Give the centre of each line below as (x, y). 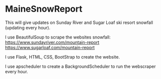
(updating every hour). (28, 27)
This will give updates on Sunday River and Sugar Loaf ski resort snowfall (79, 22)
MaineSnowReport (44, 9)
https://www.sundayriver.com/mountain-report (52, 42)
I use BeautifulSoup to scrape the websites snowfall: (58, 37)
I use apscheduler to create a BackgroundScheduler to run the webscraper (80, 66)
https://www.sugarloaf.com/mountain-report (50, 47)
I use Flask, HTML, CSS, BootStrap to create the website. (62, 57)
